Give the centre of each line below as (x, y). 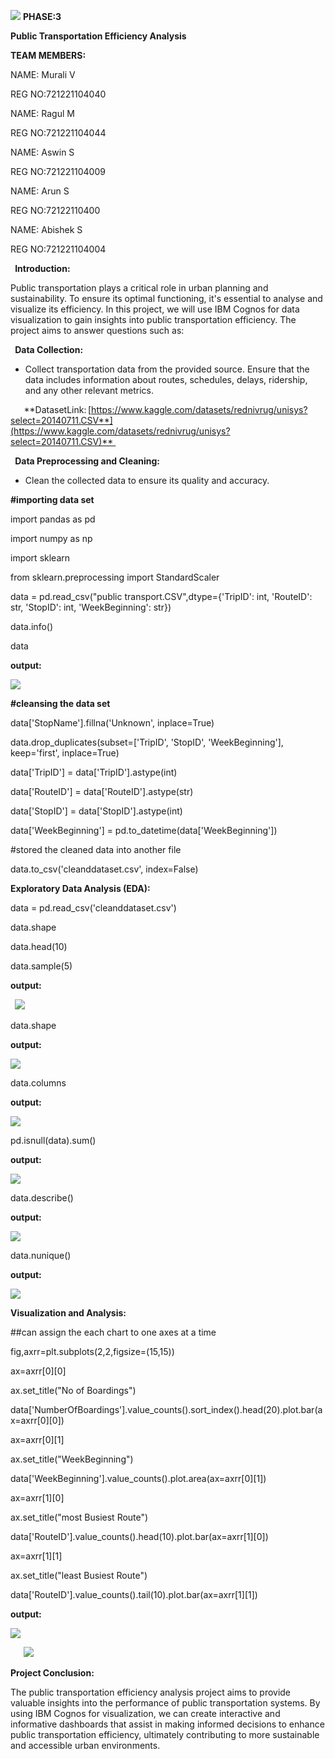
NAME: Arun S (40, 191)
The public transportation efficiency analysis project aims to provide (151, 1692)
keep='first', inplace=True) (65, 753)
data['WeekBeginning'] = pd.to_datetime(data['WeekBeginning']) (144, 830)
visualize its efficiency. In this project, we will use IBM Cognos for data (155, 309)
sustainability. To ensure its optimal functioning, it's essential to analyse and (166, 298)
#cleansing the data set (60, 703)
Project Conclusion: (52, 1673)
